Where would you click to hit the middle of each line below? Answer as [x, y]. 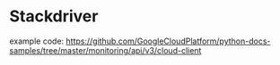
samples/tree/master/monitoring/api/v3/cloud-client [105, 50]
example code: [37, 41]
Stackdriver [54, 16]
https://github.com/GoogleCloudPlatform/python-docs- [168, 41]
